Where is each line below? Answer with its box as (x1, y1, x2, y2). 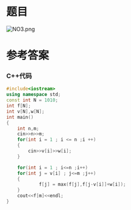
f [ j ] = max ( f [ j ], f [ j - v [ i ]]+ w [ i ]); (38, 181, 126, 188)
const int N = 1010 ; (6, 97, 59, 103)
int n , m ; (17, 125, 39, 132)
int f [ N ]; (6, 103, 32, 109)
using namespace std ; (6, 92, 61, 98)
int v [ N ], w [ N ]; (6, 108, 45, 115)
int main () (6, 114, 34, 120)
